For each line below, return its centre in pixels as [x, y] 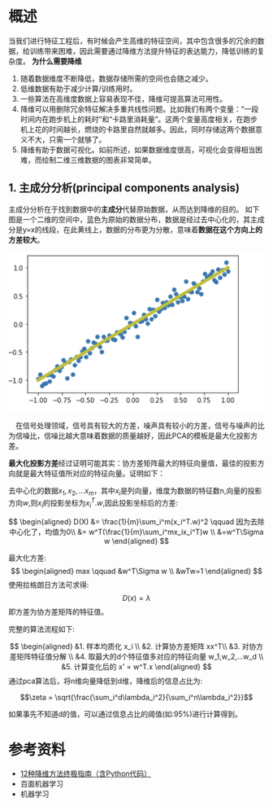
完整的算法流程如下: [42, 629]
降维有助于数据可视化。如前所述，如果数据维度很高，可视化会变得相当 [138, 149]
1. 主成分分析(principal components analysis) [124, 188]
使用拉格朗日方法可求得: [49, 585]
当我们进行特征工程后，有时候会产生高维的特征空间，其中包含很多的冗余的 [133, 41]
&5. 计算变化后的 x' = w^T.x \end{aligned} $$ [136, 666]
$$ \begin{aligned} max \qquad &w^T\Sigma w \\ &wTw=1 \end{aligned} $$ [136, 571]
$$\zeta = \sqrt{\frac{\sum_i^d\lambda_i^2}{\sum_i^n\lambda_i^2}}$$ [136, 697]
